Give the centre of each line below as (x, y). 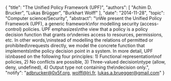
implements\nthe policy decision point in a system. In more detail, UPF (79, 51)
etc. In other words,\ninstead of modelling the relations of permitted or (79, 40)
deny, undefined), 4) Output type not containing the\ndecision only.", (77, 67)
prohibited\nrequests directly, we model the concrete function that (75, 45)
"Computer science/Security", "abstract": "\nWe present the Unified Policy (84, 18)
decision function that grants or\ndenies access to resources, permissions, (84, 35)
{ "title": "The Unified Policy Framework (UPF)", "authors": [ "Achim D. (79, 7)
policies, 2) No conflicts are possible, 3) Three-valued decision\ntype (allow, (86, 62)
